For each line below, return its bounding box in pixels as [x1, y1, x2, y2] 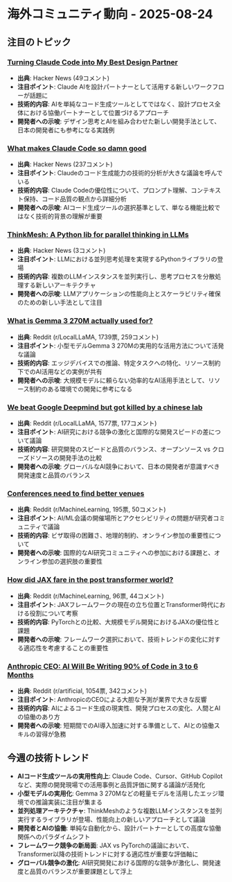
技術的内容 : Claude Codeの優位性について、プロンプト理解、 [17, 186, 192, 195]
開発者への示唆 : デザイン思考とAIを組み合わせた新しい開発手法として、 [17, 117, 221, 125]
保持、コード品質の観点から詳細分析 [23, 195, 127, 203]
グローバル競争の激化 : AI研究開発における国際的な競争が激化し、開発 [17, 858, 215, 867]
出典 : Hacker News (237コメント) [17, 160, 113, 168]
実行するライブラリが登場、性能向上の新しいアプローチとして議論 [17, 815, 206, 823]
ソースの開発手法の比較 [35, 454, 102, 462]
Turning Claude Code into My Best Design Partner [7, 57, 178, 67]
